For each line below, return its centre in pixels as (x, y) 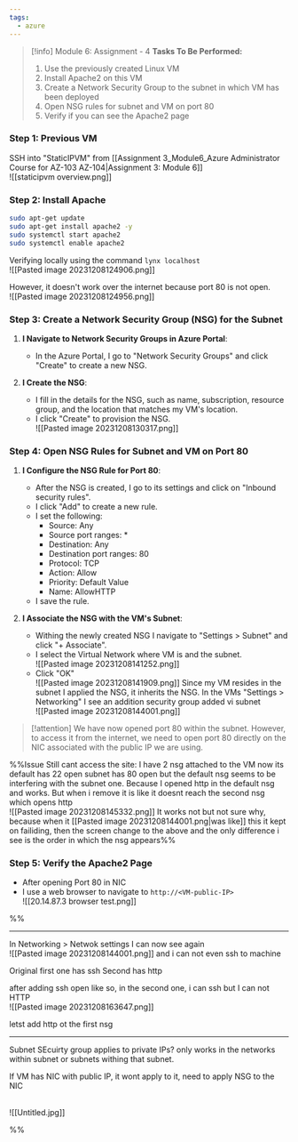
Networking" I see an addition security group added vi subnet (148, 702)
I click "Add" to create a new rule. (96, 507)
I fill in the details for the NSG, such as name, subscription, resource (160, 399)
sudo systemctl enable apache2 (67, 243)
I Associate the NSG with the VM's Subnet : (102, 618)
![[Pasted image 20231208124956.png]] (82, 296)
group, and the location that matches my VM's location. (137, 409)
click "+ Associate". (71, 645)
